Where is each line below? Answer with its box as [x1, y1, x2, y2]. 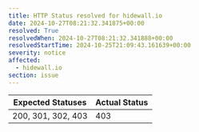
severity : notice [8, 49, 66, 57]
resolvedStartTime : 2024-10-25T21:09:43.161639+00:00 [8, 42, 192, 50]
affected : [8, 57, 42, 65]
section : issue [8, 71, 59, 79]
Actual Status [95, 97, 149, 108]
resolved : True [8, 26, 59, 34]
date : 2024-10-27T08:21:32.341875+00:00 [8, 19, 145, 27]
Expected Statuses [13, 97, 87, 108]
